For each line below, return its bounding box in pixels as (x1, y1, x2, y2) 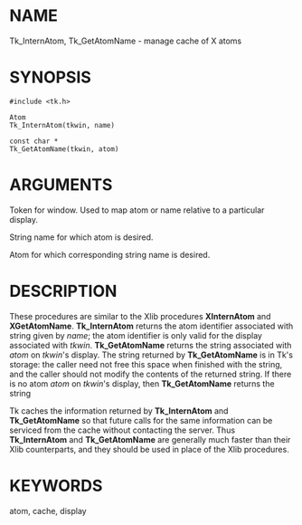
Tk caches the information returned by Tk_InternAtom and (9, 405, 229, 416)
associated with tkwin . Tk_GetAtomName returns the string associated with (9, 339, 292, 350)
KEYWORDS (9, 475, 103, 496)
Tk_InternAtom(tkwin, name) (9, 120, 116, 129)
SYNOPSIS (9, 67, 92, 88)
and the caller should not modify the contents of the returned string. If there (9, 368, 292, 379)
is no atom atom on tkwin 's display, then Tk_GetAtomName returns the (9, 377, 275, 389)
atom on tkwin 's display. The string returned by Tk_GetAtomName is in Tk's (9, 349, 294, 360)
